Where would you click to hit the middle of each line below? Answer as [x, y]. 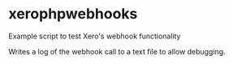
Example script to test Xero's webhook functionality [95, 36]
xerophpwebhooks [73, 14]
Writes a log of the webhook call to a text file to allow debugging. [117, 51]
